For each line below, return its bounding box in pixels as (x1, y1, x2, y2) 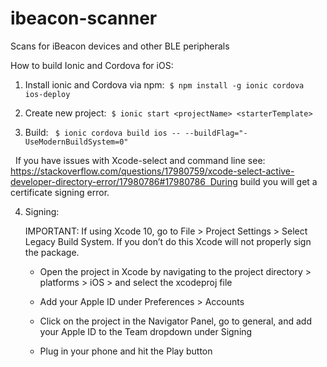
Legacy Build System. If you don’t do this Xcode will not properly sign (24, 235, 312, 247)
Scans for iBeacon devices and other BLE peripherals (10, 40, 230, 52)
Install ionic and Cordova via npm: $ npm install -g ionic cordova (24, 78, 305, 91)
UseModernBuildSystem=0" (24, 137, 129, 147)
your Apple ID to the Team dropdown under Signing (39, 325, 253, 337)
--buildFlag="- (184, 128, 248, 138)
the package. (24, 246, 80, 258)
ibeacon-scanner (10, 7, 158, 30)
